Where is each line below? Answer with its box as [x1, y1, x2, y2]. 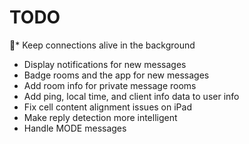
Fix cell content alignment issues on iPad [23, 101, 192, 113]
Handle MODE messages [23, 122, 127, 134]
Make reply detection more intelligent [23, 111, 178, 123]
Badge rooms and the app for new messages [23, 69, 210, 81]
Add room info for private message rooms [23, 79, 197, 91]
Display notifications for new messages [23, 58, 187, 70]
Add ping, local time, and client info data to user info [23, 90, 240, 102]
